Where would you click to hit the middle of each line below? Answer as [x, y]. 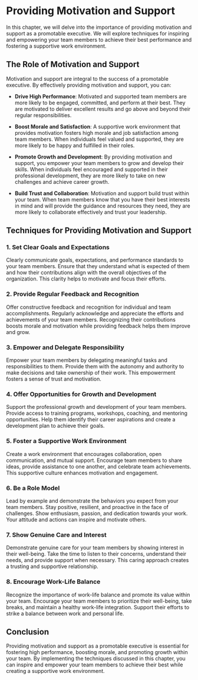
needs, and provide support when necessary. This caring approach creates [98, 560]
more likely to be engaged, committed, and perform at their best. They [100, 103]
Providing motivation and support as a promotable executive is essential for [98, 646]
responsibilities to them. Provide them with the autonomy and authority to [95, 367]
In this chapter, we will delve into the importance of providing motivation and [99, 27]
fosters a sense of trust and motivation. [54, 379]
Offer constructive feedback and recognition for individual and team [89, 307]
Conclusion [28, 632]
